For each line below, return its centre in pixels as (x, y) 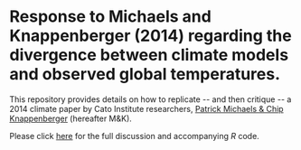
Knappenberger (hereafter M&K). (71, 118)
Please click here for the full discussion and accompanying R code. (134, 136)
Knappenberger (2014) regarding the (150, 36)
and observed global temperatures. (145, 75)
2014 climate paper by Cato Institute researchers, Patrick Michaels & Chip (146, 108)
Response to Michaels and (111, 17)
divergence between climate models (149, 55)
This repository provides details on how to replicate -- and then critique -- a (150, 99)
